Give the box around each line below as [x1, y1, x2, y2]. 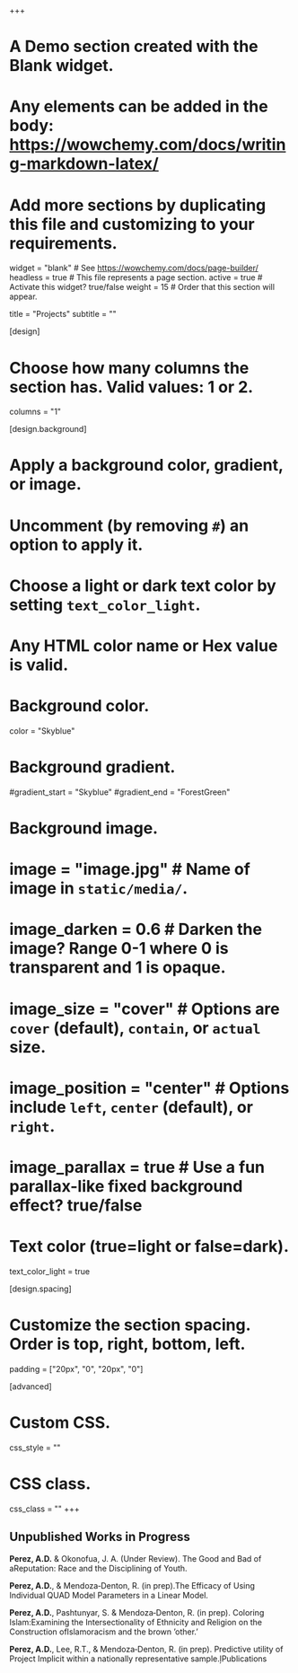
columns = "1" [9, 406, 61, 418]
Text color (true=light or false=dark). [9, 1237, 289, 1257]
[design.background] [9, 424, 87, 435]
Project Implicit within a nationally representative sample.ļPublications [9, 1653, 267, 1664]
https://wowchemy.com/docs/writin [9, 135, 286, 155]
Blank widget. [9, 56, 114, 76]
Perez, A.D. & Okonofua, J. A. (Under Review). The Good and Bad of [9, 1553, 262, 1563]
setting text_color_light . [9, 594, 201, 615]
